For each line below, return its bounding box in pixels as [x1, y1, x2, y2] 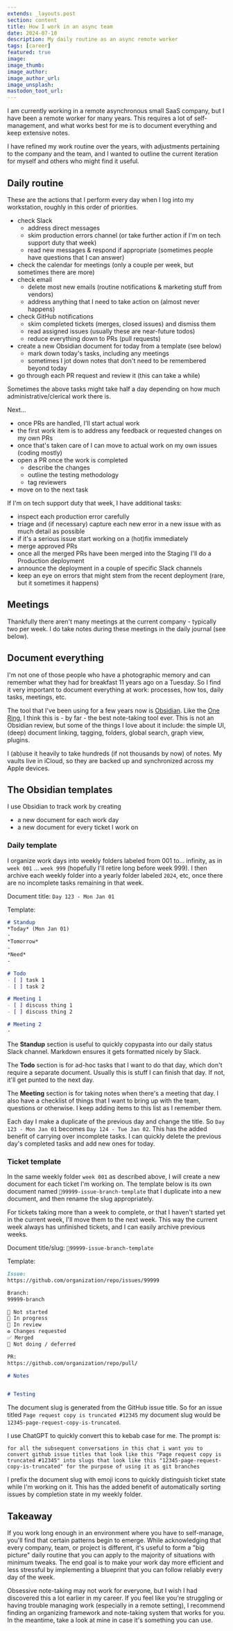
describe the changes [27, 463, 90, 471]
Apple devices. [7, 764, 50, 772]
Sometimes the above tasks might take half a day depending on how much [7, 385, 221, 393]
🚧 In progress [7, 1315, 49, 1322]
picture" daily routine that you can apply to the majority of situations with [7, 1551, 216, 1559]
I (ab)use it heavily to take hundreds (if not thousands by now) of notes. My [7, 749, 223, 758]
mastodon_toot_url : [7, 87, 64, 94]
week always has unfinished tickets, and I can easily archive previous [7, 1223, 206, 1231]
